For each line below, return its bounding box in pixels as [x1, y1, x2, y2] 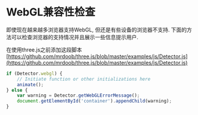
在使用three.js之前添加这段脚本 [6, 46, 82, 53]
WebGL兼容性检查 [6, 5, 95, 19]
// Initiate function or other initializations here [17, 76, 151, 82]
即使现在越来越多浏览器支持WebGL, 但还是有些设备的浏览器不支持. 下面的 [6, 26, 187, 33]
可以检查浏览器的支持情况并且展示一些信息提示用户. [11, 33, 139, 40]
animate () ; [17, 81, 44, 88]
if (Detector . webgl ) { [6, 71, 63, 76]
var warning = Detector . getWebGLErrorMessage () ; [17, 92, 140, 98]
